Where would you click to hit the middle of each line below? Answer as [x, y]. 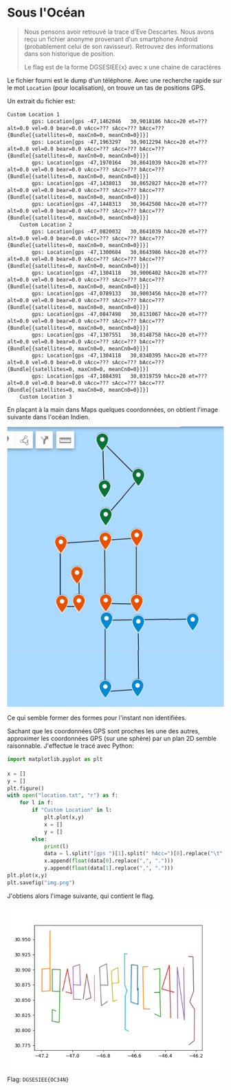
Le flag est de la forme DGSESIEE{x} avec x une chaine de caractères [122, 67]
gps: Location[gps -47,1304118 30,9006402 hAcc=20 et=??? [120, 273]
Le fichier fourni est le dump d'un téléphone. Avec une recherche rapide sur [114, 80]
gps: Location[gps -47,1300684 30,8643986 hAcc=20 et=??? [120, 252]
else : [40, 839]
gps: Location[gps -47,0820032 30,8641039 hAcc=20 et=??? [120, 231]
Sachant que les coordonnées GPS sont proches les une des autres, [104, 731]
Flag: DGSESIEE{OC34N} [38, 1079]
